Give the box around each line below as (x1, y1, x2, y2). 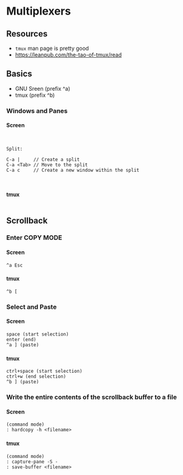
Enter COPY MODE (6, 233, 62, 242)
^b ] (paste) (6, 379, 39, 385)
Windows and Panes (6, 107, 68, 115)
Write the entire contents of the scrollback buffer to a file (6, 393, 177, 401)
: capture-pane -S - (6, 459, 59, 465)
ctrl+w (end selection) (6, 373, 67, 380)
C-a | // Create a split (6, 157, 80, 163)
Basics (6, 69, 32, 79)
